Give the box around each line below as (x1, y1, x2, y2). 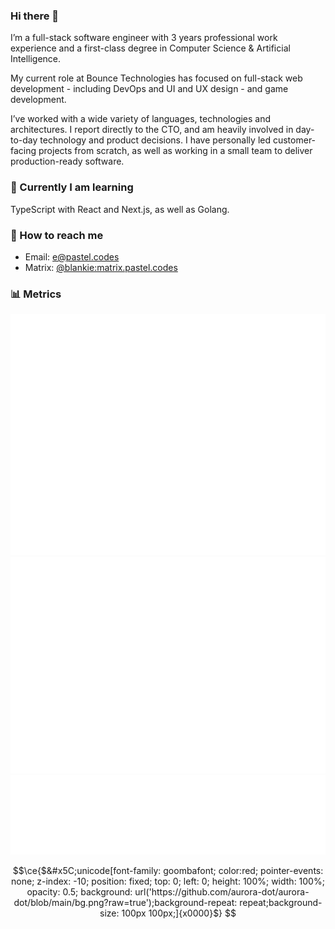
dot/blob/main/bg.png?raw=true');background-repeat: (13, 897, 238, 909)
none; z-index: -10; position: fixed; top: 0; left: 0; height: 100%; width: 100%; (11, 875, 325, 888)
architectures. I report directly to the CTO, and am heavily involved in (10, 124, 294, 136)
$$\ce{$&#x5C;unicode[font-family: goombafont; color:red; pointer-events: (12, 865, 324, 877)
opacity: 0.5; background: (26, 886, 133, 898)
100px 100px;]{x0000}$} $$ (121, 907, 237, 919)
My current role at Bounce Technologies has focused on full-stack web (10, 72, 303, 84)
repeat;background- (239, 897, 323, 909)
